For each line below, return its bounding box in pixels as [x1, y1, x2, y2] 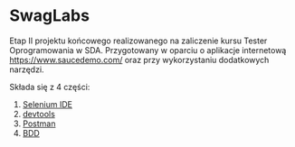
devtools [22, 108, 56, 119]
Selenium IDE [22, 98, 72, 109]
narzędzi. [9, 64, 44, 75]
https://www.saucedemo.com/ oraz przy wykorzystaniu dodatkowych [9, 54, 270, 65]
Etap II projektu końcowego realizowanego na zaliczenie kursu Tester [9, 35, 268, 46]
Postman [22, 118, 56, 129]
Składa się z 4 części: [9, 81, 90, 92]
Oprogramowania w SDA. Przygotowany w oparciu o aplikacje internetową [9, 44, 287, 55]
